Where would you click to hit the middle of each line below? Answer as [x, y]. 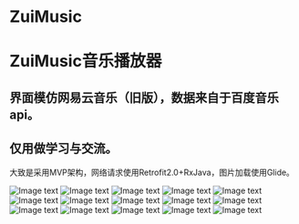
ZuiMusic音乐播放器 [86, 61]
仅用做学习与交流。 [63, 149]
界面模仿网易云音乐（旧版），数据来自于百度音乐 [144, 97]
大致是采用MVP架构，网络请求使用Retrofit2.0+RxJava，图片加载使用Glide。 [152, 172]
